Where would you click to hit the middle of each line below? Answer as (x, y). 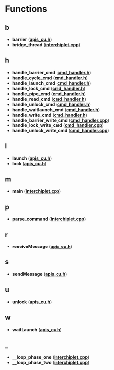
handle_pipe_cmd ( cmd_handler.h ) (49, 94)
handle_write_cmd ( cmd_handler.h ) (50, 115)
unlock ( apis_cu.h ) (32, 302)
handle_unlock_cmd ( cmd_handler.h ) (51, 104)
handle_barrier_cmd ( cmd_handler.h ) (52, 72)
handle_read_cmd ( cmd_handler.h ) (49, 99)
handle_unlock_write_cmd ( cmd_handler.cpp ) (60, 130)
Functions (26, 9)
